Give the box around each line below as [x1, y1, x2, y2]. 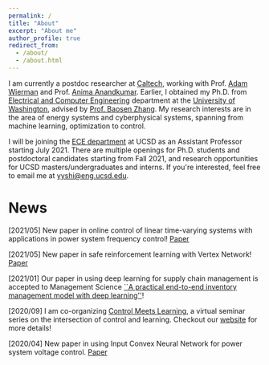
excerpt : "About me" [8, 26, 78, 34]
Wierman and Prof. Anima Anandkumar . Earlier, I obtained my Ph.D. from [8, 87, 247, 96]
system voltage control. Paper [8, 347, 108, 357]
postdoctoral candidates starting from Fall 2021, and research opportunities [8, 153, 259, 163]
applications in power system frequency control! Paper [8, 233, 190, 243]
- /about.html [15, 57, 63, 65]
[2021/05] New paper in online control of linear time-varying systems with [8, 225, 253, 235]
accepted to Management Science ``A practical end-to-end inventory [8, 282, 237, 291]
